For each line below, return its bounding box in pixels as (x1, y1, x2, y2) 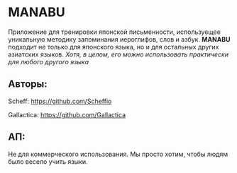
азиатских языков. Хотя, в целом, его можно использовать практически (8, 50, 229, 59)
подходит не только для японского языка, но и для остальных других (8, 42, 219, 51)
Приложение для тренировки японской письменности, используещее (8, 28, 221, 36)
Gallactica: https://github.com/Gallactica (8, 110, 126, 119)
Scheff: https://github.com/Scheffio (8, 97, 112, 105)
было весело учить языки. (8, 157, 88, 166)
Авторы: (8, 78, 48, 90)
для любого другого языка (8, 57, 89, 66)
